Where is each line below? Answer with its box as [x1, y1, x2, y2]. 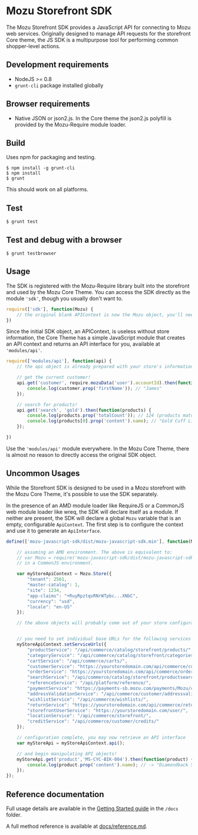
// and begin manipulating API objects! [16, 750, 117, 757]
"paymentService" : [27, 685, 72, 691]
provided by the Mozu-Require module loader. [14, 121, 127, 128]
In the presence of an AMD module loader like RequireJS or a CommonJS [6, 502, 184, 509]
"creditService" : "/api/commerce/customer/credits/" [27, 718, 160, 724]
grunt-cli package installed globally [14, 82, 104, 89]
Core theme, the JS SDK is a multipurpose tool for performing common [6, 36, 179, 43]
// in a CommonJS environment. [16, 560, 94, 566]
